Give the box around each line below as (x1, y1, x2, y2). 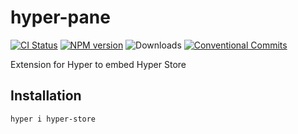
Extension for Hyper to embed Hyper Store (10, 58, 187, 70)
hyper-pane (10, 6, 111, 29)
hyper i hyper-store (10, 114, 97, 124)
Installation (10, 87, 82, 105)
